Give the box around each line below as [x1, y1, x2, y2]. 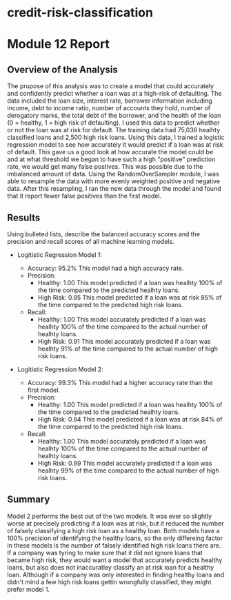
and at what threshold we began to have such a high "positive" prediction [7, 155, 216, 163]
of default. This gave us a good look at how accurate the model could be [7, 148, 214, 156]
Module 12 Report [7, 37, 110, 52]
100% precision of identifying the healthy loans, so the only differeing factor [7, 534, 223, 542]
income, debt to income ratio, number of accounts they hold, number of [7, 104, 211, 112]
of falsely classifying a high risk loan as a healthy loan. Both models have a [7, 526, 220, 535]
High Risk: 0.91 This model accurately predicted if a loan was [37, 338, 211, 345]
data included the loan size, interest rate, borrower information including [7, 96, 212, 105]
